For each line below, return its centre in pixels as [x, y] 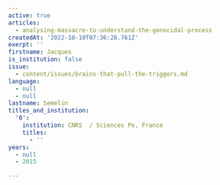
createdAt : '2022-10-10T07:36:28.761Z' [73, 37]
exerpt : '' [26, 45]
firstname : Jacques [40, 52]
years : [19, 147]
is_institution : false [45, 60]
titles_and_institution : [49, 111]
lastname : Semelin [38, 103]
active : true [29, 15]
